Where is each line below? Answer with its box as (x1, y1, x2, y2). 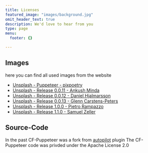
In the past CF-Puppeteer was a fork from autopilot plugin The (5, 137, 134, 143)
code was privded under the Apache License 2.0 (28, 142, 129, 148)
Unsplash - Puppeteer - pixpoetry (12, 82, 83, 88)
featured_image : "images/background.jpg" (5, 12, 94, 17)
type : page (5, 26, 28, 31)
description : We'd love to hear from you (5, 21, 94, 27)
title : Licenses (5, 7, 39, 13)
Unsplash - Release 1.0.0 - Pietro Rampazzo (12, 103, 104, 109)
